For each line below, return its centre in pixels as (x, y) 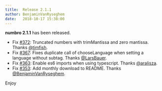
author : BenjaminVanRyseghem (35, 14)
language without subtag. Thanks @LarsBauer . (59, 58)
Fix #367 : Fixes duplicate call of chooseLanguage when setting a (78, 53)
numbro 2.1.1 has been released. (38, 33)
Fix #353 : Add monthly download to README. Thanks (67, 68)
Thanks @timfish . (30, 48)
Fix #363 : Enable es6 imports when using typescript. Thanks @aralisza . (85, 63)
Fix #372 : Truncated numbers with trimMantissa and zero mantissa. (80, 42)
